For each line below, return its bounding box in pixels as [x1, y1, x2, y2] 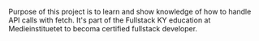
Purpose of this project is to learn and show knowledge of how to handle [8, 7, 252, 16]
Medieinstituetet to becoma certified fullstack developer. [8, 24, 197, 33]
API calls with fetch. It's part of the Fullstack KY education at [8, 15, 211, 25]
